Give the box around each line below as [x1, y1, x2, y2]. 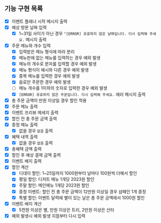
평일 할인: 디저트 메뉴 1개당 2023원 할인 [18, 176, 95, 182]
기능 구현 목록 [4, 4, 43, 13]
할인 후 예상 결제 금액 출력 [11, 152, 61, 158]
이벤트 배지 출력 [11, 158, 42, 164]
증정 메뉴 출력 [11, 122, 38, 127]
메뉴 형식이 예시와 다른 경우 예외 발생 [18, 67, 89, 73]
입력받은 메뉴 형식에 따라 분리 [18, 49, 75, 55]
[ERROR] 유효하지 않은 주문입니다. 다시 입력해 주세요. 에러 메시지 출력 [18, 91, 146, 97]
